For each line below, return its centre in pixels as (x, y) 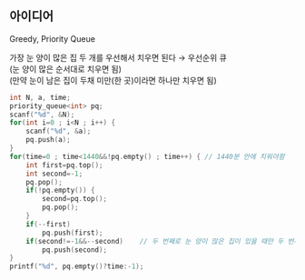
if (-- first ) (48, 224)
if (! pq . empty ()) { (60, 190)
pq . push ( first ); (73, 233)
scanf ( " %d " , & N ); (42, 115)
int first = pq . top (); (64, 165)
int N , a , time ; (40, 97)
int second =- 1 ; (54, 174)
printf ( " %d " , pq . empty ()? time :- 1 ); (77, 266)
